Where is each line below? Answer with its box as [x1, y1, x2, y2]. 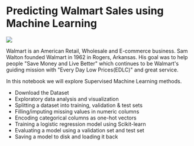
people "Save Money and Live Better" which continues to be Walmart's [6, 60, 179, 67]
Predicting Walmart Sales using [6, 4, 164, 18]
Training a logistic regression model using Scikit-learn [14, 120, 146, 128]
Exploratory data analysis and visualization [14, 95, 119, 102]
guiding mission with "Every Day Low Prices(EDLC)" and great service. [6, 66, 179, 73]
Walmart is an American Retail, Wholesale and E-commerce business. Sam [6, 47, 188, 54]
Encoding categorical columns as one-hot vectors [14, 114, 137, 121]
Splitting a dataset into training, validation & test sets [14, 102, 143, 109]
